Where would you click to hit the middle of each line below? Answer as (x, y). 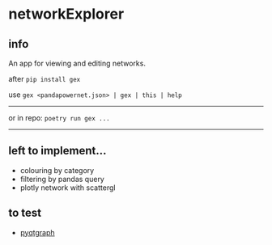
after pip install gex (45, 79)
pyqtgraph (37, 232)
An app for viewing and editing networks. (77, 63)
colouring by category (57, 170)
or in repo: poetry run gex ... (59, 118)
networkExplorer (66, 14)
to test (25, 213)
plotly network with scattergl (68, 188)
